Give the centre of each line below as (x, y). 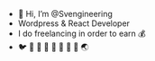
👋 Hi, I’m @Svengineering (65, 14)
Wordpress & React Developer (74, 23)
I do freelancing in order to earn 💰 (82, 33)
